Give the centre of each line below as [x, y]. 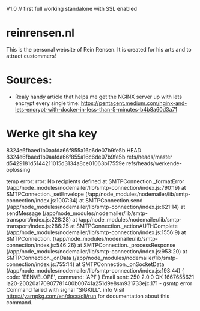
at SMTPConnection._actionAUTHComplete [124, 226]
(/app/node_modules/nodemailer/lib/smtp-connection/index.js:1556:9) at [96, 232]
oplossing [18, 169]
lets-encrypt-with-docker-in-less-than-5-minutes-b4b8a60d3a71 [96, 109]
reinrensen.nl [41, 33]
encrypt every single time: [47, 103]
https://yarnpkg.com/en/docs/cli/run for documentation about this [88, 296]
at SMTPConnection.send [111, 200]
